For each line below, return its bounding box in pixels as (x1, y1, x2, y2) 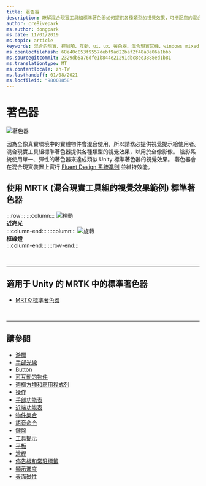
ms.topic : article (6, 37, 53, 44)
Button (15, 366, 32, 373)
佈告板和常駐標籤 (15, 457, 59, 465)
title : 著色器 (6, 9, 40, 15)
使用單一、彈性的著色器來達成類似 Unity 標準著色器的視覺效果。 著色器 (11, 156, 191, 163)
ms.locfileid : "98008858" (6, 77, 72, 83)
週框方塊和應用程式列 (15, 380, 69, 388)
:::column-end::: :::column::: (6, 227, 76, 234)
